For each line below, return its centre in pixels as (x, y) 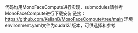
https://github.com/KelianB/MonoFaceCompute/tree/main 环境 (69, 19)
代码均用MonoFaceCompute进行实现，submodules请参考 (64, 7)
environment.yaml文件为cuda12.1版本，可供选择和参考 (60, 25)
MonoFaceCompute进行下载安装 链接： (45, 13)
